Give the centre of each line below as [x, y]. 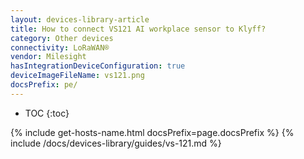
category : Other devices [62, 38]
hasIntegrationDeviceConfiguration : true [98, 66]
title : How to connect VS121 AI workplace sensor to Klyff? [138, 29]
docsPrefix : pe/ [44, 85]
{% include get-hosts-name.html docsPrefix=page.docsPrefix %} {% [152, 132]
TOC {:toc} [47, 113]
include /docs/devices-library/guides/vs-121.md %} [116, 143]
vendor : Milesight [48, 57]
